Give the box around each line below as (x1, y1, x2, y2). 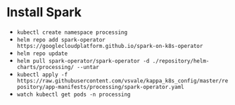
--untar (76, 63, 99, 70)
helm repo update (16, 50, 68, 57)
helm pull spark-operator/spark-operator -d (16, 57, 150, 64)
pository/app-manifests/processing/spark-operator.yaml (16, 83, 184, 90)
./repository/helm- (152, 57, 210, 64)
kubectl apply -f (16, 71, 68, 78)
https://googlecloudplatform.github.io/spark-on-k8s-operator (16, 42, 203, 49)
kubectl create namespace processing (16, 29, 128, 36)
